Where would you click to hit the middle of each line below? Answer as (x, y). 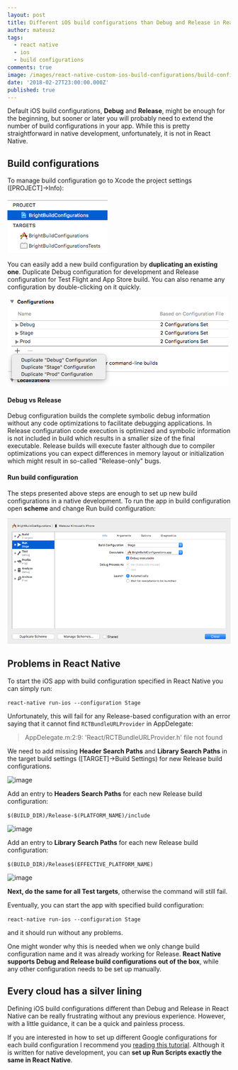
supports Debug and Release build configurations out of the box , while (113, 961)
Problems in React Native (64, 664)
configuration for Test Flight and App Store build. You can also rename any (116, 280)
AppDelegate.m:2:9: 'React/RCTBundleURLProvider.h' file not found (124, 737)
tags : (15, 38)
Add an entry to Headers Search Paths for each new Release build (105, 793)
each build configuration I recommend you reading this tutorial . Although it (116, 1044)
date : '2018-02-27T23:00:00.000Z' (58, 82)
